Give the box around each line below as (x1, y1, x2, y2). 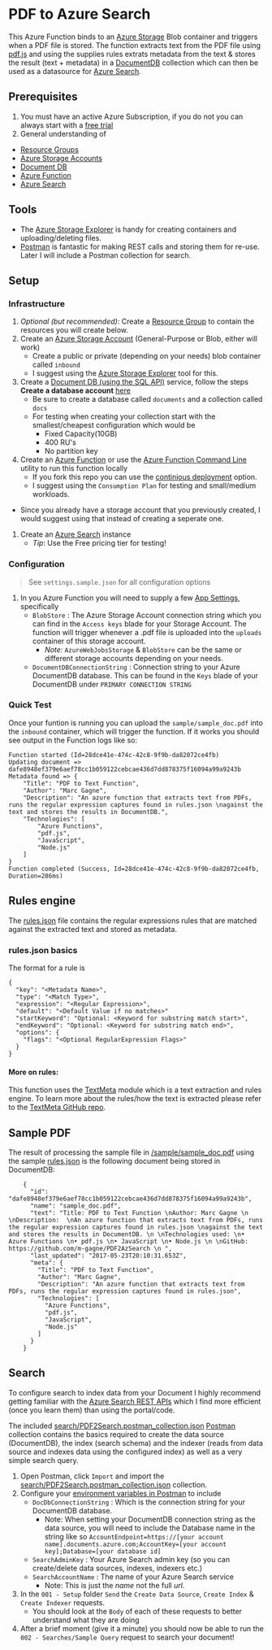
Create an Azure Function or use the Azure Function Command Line (19, 455, 248, 464)
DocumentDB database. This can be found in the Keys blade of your (32, 670, 258, 680)
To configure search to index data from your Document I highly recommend (8, 1387, 261, 1397)
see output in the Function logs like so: (8, 735, 138, 745)
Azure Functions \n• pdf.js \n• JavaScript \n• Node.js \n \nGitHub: (8, 1237, 249, 1245)
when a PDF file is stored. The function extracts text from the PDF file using (8, 40, 261, 50)
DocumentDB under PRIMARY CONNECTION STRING (32, 679, 192, 689)
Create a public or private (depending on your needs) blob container (32, 351, 261, 361)
